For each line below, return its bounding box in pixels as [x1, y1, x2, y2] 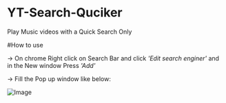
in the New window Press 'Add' [7, 61, 96, 69]
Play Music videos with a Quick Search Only [7, 27, 132, 36]
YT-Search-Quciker [7, 5, 123, 21]
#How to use [7, 41, 43, 49]
